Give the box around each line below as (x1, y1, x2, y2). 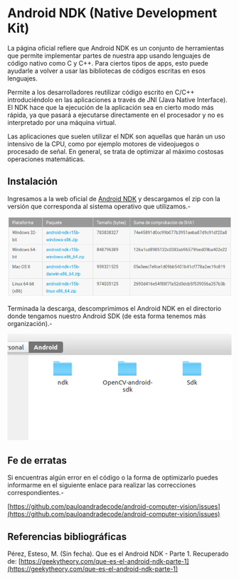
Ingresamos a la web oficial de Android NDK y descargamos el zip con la (7, 194, 221, 203)
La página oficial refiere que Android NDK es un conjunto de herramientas (7, 44, 224, 52)
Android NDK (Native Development (7, 5, 218, 21)
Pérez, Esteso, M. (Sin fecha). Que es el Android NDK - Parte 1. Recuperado (7, 549, 229, 558)
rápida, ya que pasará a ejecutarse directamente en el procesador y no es (7, 111, 224, 119)
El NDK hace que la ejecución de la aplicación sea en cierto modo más (7, 103, 214, 111)
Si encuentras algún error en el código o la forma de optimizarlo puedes (7, 473, 218, 482)
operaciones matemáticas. (7, 155, 85, 163)
